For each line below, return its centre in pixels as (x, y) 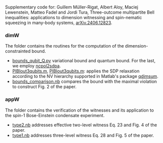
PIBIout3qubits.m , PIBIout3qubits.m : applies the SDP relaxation (76, 71)
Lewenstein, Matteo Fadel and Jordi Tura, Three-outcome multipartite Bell (80, 12)
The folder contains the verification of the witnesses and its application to (80, 110)
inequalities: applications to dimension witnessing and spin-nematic (74, 17)
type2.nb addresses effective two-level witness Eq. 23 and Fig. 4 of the (84, 125)
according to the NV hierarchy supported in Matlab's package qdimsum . (85, 76)
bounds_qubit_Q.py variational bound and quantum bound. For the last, (84, 61)
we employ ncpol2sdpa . (37, 66)
